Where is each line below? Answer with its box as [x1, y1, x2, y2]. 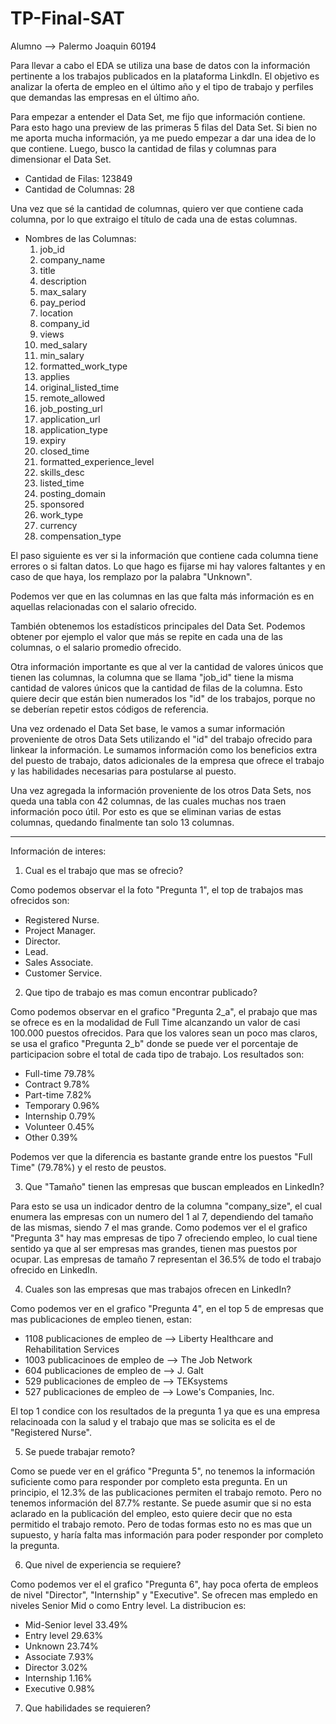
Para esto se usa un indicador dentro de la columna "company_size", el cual [10, 1200, 323, 1212]
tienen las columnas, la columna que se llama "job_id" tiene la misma [10, 671, 294, 683]
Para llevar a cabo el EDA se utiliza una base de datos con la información [10, 59, 311, 71]
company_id [39, 317, 90, 329]
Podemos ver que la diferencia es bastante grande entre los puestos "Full [10, 1150, 313, 1162]
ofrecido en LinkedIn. [10, 1263, 98, 1276]
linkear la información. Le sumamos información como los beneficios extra [10, 743, 318, 756]
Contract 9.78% [24, 1078, 91, 1090]
